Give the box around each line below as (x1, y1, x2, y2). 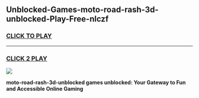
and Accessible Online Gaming (6, 85, 84, 92)
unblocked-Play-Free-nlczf (6, 14, 109, 24)
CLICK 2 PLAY (6, 54, 47, 62)
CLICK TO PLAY (6, 32, 52, 40)
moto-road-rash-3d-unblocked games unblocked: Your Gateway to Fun (6, 78, 186, 86)
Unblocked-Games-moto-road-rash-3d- (6, 5, 159, 15)
